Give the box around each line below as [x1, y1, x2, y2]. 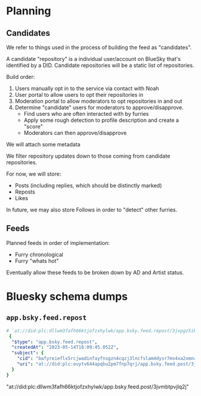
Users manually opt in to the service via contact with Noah [14, 85, 160, 92]
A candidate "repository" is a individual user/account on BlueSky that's [6, 56, 181, 62]
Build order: [6, 73, 35, 80]
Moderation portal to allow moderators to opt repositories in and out [14, 97, 182, 105]
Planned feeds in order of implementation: [6, 239, 110, 246]
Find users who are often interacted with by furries [23, 110, 149, 117]
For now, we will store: [6, 170, 62, 177]
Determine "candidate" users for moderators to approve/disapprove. [14, 104, 184, 111]
